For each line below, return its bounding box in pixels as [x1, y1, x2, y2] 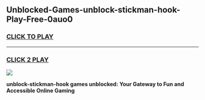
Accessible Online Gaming [6, 87, 75, 94]
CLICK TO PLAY [6, 33, 54, 41]
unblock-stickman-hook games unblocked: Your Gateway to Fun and [6, 80, 184, 87]
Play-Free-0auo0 [6, 15, 73, 25]
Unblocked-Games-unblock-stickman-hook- [6, 5, 181, 15]
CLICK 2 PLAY [6, 55, 49, 64]
